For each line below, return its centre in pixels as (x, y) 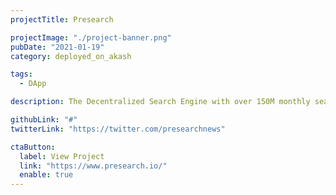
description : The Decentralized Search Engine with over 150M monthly (160, 102)
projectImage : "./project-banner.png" (91, 37)
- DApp (33, 84)
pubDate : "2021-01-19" (57, 47)
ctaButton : (33, 147)
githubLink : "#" (44, 120)
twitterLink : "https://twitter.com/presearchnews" (118, 129)
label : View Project (62, 156)
